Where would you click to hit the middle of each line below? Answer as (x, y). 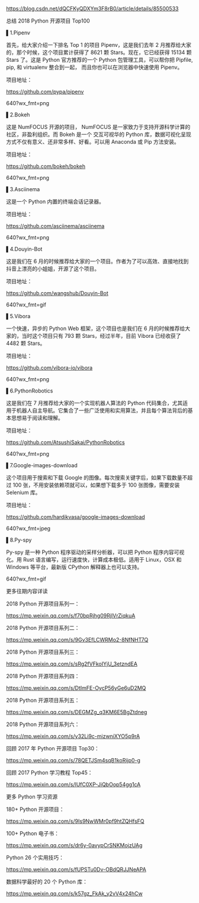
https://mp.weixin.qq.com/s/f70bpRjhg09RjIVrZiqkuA (71, 616)
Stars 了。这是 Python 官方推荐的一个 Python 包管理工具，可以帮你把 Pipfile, (99, 60)
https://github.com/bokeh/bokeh (46, 166)
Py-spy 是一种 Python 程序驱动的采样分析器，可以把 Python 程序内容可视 (95, 552)
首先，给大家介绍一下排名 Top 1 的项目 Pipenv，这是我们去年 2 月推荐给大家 (99, 45)
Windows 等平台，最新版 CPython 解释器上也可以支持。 (74, 567)
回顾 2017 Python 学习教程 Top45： (49, 772)
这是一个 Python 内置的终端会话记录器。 (55, 202)
